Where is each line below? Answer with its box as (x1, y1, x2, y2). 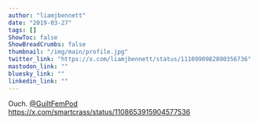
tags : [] (8, 26, 37, 34)
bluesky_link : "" (8, 70, 65, 78)
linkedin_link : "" (8, 77, 68, 85)
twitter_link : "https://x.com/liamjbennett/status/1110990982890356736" (8, 56, 252, 64)
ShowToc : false (8, 33, 58, 42)
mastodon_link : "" (8, 63, 68, 71)
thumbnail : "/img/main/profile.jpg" (8, 48, 128, 56)
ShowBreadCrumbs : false (8, 41, 87, 49)
